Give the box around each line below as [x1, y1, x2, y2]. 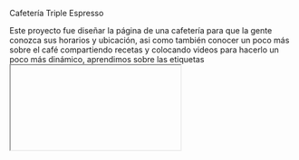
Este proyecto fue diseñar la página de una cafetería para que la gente [9, 25, 273, 35]
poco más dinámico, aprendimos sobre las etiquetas [9, 54, 205, 64]
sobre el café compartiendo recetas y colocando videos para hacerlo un [9, 44, 279, 55]
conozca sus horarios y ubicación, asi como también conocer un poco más [9, 35, 290, 45]
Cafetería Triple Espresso [9, 8, 104, 18]
